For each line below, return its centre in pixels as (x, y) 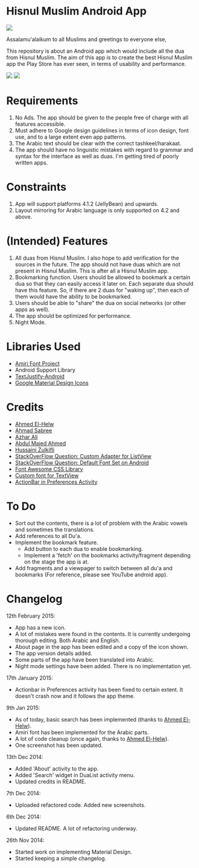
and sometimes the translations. (55, 529)
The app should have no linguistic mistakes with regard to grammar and (104, 150)
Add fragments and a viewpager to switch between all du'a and (94, 568)
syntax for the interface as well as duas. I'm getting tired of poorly (97, 156)
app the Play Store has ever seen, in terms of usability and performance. (96, 64)
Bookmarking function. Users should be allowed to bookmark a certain (103, 277)
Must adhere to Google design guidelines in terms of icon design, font (102, 130)
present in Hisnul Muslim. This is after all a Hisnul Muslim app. (92, 271)
